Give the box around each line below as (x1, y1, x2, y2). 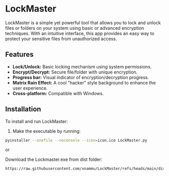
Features (5, 50, 34, 59)
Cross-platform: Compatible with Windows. (12, 90, 104, 96)
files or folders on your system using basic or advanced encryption (5, 25, 144, 31)
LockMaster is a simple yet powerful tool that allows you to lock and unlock (5, 20, 161, 26)
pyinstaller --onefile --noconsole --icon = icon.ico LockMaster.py (5, 138, 147, 143)
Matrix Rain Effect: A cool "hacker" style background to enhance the (12, 79, 156, 85)
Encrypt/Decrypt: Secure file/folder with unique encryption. (12, 69, 138, 75)
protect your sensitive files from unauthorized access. (5, 36, 117, 42)
